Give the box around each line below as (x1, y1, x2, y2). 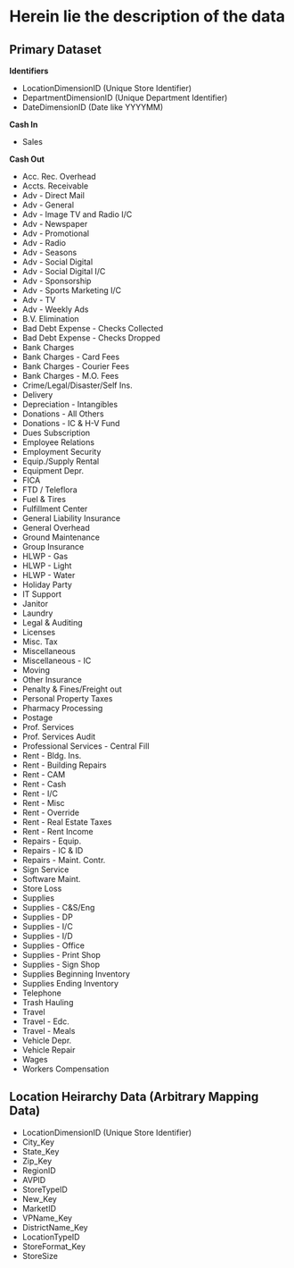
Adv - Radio (21, 238, 67, 248)
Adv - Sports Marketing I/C (21, 285, 122, 296)
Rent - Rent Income (21, 827, 94, 836)
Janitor (21, 599, 49, 609)
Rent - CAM (21, 769, 66, 779)
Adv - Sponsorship (21, 275, 92, 286)
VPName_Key (21, 1213, 73, 1223)
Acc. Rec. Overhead (21, 172, 96, 181)
